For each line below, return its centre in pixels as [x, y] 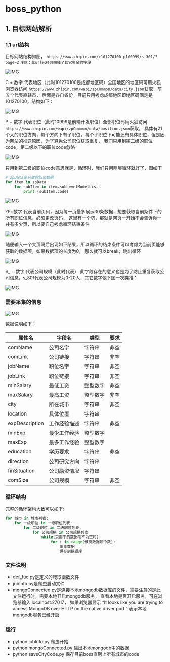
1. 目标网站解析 [29, 29]
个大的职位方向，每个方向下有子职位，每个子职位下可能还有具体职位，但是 [83, 134]
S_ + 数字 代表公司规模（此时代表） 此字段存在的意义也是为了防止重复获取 [83, 272]
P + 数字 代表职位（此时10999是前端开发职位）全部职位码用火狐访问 [76, 121]
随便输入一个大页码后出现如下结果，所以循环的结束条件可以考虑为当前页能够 [85, 245]
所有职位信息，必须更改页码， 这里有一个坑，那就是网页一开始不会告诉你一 [83, 218]
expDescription [26, 423]
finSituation [22, 470]
